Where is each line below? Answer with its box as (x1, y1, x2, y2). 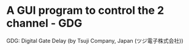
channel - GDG (6, 16, 83, 30)
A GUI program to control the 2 (6, 4, 165, 17)
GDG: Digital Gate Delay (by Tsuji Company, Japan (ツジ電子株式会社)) (6, 37, 183, 44)
